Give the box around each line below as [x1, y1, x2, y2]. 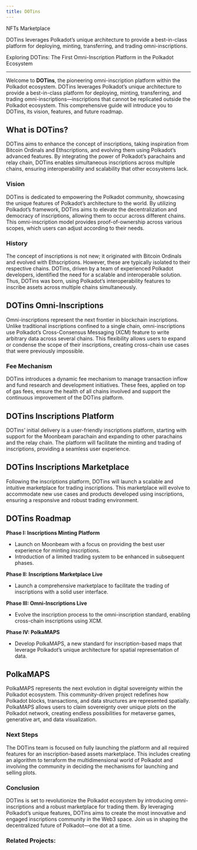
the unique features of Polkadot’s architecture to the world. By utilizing [6, 199, 176, 206]
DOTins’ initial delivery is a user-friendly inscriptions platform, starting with [6, 426, 186, 434]
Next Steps [6, 731, 39, 739]
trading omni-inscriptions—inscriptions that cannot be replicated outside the [6, 95, 191, 103]
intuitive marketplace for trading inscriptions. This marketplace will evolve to [6, 484, 191, 491]
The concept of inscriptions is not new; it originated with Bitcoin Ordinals [6, 253, 182, 260]
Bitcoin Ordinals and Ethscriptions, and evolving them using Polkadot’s [6, 147, 176, 154]
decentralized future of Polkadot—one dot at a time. [6, 822, 132, 829]
